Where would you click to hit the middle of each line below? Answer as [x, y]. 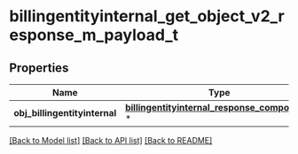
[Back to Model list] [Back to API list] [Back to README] [111, 140]
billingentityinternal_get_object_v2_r [147, 16]
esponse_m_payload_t [94, 35]
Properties [39, 68]
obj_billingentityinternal [65, 113]
